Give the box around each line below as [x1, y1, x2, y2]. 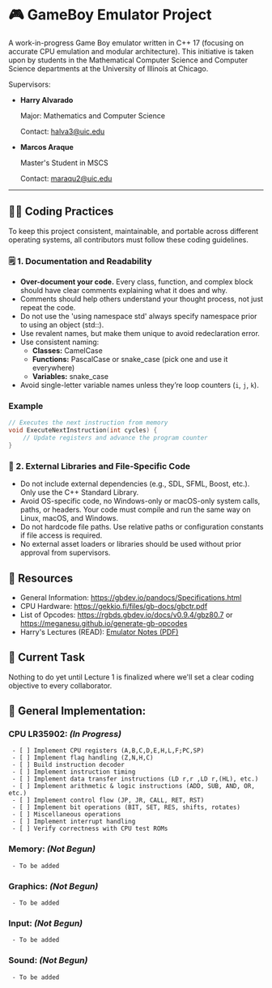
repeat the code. [19, 303, 76, 313]
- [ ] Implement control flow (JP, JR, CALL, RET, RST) [11, 796, 205, 805]
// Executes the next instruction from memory [8, 419, 168, 427]
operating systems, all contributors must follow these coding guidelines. [8, 235, 249, 245]
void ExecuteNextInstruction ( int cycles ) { [8, 426, 158, 435]
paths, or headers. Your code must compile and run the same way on [19, 505, 251, 514]
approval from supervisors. [19, 547, 111, 558]
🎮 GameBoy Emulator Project [8, 6, 212, 24]
